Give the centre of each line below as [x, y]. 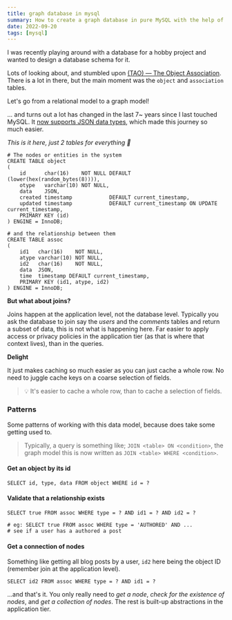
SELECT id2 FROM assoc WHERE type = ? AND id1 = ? [81, 582]
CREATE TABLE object [37, 162]
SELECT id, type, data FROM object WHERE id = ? [78, 483]
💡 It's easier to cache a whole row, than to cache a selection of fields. [123, 391]
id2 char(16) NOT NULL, [61, 264]
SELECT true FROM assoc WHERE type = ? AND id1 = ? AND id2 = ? [101, 513]
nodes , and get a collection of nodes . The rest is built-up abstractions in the [115, 602]
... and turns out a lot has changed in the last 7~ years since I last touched [112, 115]
